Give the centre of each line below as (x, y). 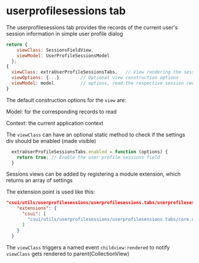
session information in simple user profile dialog (65, 33)
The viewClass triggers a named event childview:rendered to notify (88, 247)
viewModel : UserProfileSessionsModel (63, 56)
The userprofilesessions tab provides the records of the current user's (92, 27)
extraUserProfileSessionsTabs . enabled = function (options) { (90, 152)
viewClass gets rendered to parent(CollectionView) (68, 254)
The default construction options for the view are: (66, 100)
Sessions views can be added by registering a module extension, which (93, 174)
